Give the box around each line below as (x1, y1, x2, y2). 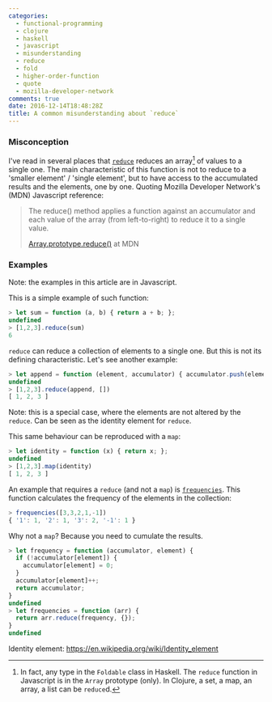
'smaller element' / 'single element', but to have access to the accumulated (8, 173, 258, 183)
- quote (15, 79, 42, 87)
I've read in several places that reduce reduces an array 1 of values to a (8, 154, 243, 166)
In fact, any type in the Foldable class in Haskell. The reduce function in (19, 667, 257, 676)
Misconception (8, 136, 70, 147)
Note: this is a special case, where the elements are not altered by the (8, 408, 241, 417)
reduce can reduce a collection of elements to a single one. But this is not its (8, 345, 261, 356)
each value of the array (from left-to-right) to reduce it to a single (28, 214, 246, 224)
